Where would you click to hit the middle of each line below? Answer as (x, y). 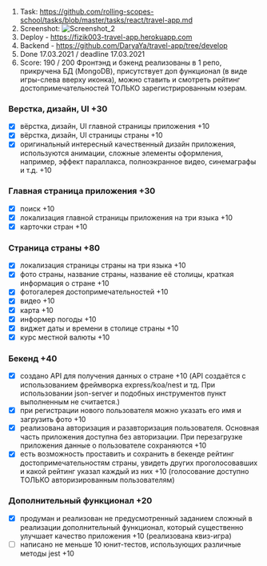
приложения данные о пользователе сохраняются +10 (113, 446)
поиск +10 (37, 208)
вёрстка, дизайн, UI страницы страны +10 (91, 135)
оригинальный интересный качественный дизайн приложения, (128, 144)
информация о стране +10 (64, 283)
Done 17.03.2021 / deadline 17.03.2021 (82, 54)
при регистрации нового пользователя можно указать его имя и (130, 411)
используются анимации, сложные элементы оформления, (122, 153)
